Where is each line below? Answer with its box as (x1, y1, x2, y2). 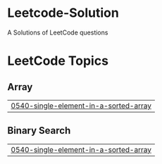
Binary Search (7, 125, 71, 137)
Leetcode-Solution (7, 5, 120, 21)
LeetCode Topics (7, 53, 109, 69)
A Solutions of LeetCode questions (7, 28, 108, 37)
